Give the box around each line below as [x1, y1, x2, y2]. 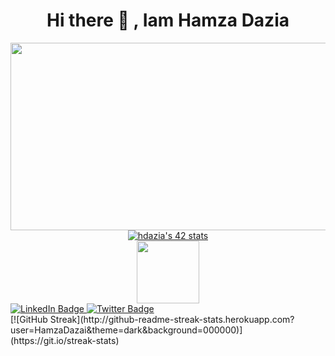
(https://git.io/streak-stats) [10, 334, 120, 346]
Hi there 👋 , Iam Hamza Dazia [46, 9, 290, 32]
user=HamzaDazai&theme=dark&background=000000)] [10, 324, 243, 336]
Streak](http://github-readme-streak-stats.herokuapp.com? [49, 313, 295, 325]
